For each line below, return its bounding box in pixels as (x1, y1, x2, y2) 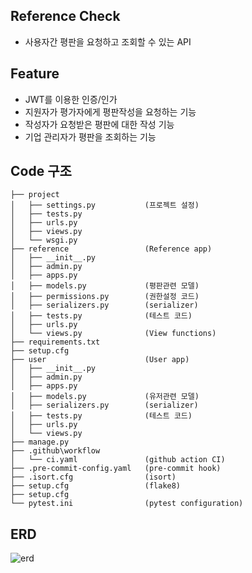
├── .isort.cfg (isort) (10, 472, 177, 483)
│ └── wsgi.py (10, 235, 78, 246)
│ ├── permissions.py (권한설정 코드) (10, 292, 200, 302)
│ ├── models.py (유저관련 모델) (10, 392, 200, 402)
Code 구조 (10, 163, 72, 180)
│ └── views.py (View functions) (10, 329, 217, 339)
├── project (10, 190, 60, 200)
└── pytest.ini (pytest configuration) (10, 499, 244, 509)
